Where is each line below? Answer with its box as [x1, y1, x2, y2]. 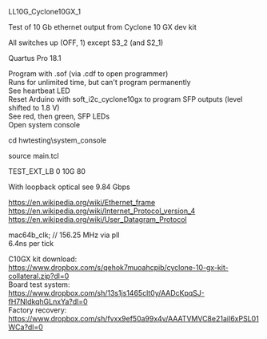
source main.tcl [8, 151, 59, 160]
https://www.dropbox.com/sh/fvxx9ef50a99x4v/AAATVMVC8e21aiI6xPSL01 [8, 314, 260, 323]
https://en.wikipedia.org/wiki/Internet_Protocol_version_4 [8, 206, 196, 216]
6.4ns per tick [8, 239, 54, 248]
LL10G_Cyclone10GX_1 [8, 7, 82, 16]
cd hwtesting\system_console [8, 135, 107, 145]
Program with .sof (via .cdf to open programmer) [8, 69, 169, 79]
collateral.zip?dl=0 [8, 272, 70, 280]
